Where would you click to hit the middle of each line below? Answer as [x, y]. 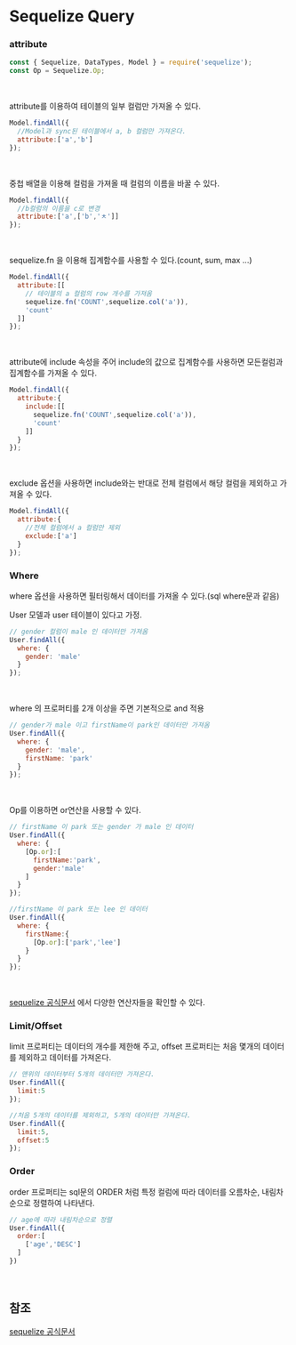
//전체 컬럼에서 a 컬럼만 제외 [73, 528]
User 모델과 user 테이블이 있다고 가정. [76, 615]
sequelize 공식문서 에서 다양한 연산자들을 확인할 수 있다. [108, 1003]
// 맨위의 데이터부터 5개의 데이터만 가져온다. [82, 1075]
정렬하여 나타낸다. [64, 1203]
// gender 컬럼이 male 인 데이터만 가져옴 [79, 632]
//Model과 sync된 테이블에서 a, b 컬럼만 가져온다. [102, 132]
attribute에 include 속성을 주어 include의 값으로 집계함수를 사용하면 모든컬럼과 [146, 362]
